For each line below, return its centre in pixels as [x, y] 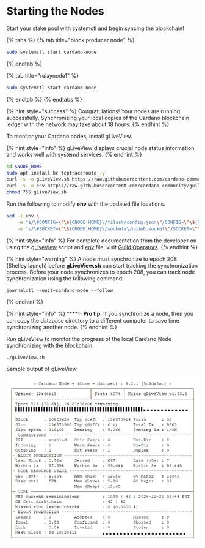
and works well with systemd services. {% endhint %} [74, 154]
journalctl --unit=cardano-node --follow [60, 290]
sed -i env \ [23, 216]
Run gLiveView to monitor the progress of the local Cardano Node [89, 339]
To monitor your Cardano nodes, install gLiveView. [69, 136]
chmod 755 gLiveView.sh [37, 192]
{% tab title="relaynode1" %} [43, 75]
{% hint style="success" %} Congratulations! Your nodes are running [93, 111]
